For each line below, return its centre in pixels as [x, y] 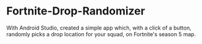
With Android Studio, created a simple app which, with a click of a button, [99, 28]
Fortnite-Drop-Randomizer [76, 11]
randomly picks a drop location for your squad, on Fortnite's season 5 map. [101, 34]
